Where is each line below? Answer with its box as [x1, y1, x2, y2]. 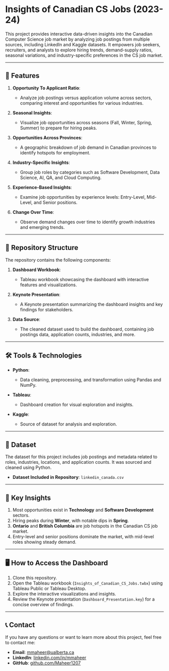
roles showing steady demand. [12, 539, 76, 545]
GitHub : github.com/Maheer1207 [12, 660, 81, 666]
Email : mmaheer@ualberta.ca [12, 649, 74, 655]
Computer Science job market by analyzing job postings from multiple [5, 36, 150, 42]
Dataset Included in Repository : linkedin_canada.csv [12, 474, 124, 480]
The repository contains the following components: [5, 257, 111, 263]
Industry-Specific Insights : [12, 159, 70, 165]
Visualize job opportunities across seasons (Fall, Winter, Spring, [20, 119, 152, 125]
